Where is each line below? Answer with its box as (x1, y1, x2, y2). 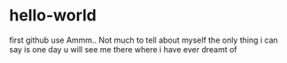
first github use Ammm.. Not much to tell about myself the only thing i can (9, 35, 279, 45)
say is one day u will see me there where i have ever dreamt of (9, 43, 237, 54)
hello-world (9, 5, 97, 26)
